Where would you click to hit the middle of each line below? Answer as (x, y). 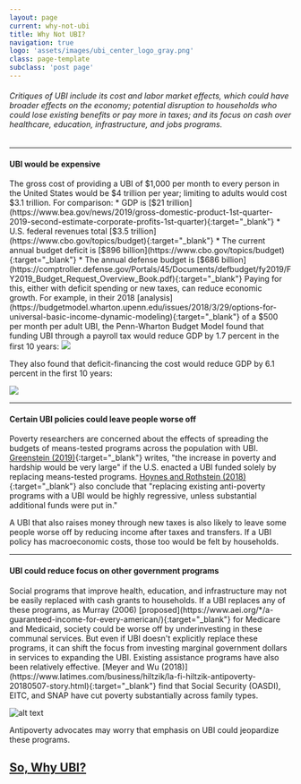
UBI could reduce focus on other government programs (114, 571)
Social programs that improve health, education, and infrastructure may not (148, 591)
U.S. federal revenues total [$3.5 (69, 231)
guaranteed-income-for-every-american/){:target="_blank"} (120, 619)
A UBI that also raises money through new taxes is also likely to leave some (148, 523)
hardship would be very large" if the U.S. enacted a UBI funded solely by (143, 467)
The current (244, 241)
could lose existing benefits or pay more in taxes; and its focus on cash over (150, 115)
